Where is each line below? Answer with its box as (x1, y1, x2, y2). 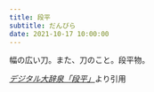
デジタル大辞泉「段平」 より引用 (9, 73, 126, 84)
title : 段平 (9, 12, 51, 22)
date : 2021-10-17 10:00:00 (9, 29, 109, 38)
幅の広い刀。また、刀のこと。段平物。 (9, 55, 150, 65)
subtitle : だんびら (9, 21, 77, 30)
